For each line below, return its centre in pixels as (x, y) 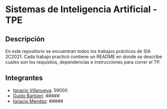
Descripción (25, 39)
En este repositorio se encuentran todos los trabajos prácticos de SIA (78, 51)
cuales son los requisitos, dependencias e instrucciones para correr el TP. (83, 62)
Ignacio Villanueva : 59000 (40, 90)
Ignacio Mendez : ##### (38, 101)
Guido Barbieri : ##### (36, 96)
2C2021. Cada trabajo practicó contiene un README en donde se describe (84, 57)
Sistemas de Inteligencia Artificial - (81, 9)
